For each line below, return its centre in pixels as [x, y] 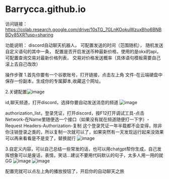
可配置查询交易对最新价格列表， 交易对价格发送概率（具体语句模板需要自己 [83, 58]
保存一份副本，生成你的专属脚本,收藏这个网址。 [55, 81]
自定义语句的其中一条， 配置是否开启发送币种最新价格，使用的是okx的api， [83, 51]
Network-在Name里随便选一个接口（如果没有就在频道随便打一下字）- [77, 119]
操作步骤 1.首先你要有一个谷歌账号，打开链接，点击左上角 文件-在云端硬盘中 [84, 74]
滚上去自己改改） [23, 64]
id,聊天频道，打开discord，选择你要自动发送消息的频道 [62, 102]
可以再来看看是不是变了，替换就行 [40, 138]
